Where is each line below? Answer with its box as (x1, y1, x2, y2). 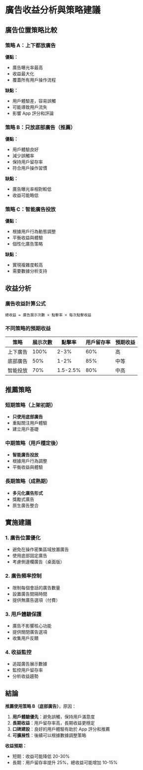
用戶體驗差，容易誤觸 (12, 97, 56, 104)
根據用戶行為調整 (12, 458, 48, 464)
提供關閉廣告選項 (12, 629, 48, 635)
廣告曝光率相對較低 (12, 186, 52, 192)
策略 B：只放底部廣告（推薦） (5, 124, 76, 131)
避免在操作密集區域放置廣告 (12, 546, 69, 552)
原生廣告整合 (12, 502, 39, 508)
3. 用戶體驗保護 (5, 611, 42, 618)
